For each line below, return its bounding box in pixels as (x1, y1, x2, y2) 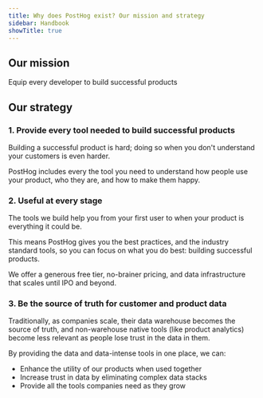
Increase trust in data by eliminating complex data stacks (19, 372, 207, 382)
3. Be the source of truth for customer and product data (8, 298, 227, 309)
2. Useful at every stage (8, 195, 103, 206)
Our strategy (8, 101, 73, 114)
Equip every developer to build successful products (8, 78, 178, 87)
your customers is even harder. (8, 151, 110, 161)
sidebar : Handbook (8, 19, 69, 27)
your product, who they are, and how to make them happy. (8, 175, 201, 185)
